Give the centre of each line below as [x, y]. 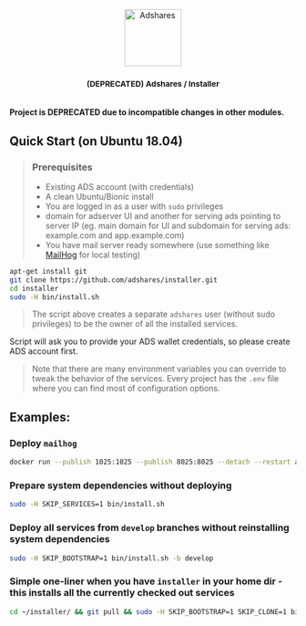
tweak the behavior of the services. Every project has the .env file [155, 379]
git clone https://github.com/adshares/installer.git [114, 280]
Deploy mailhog [43, 443]
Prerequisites [62, 167]
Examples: [40, 417]
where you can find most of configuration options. [126, 389]
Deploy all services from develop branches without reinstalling [149, 527]
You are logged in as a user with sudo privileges [134, 206]
